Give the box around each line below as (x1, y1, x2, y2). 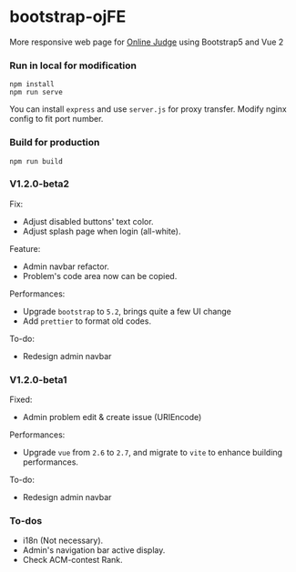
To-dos (9, 515, 43, 527)
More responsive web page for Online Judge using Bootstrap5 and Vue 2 (9, 36, 284, 47)
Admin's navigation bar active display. (22, 545, 166, 556)
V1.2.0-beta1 (9, 373, 67, 386)
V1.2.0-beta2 (9, 177, 70, 190)
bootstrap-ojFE (9, 6, 127, 27)
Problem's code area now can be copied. (22, 270, 178, 281)
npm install (9, 80, 55, 89)
